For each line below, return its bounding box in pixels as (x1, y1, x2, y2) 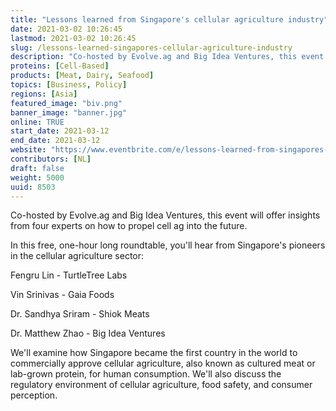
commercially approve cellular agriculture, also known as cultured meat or (10, 357, 316, 370)
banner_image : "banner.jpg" (10, 107, 128, 118)
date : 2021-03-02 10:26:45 (10, 24, 123, 34)
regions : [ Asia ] (10, 89, 78, 99)
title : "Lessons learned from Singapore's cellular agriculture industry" (10, 14, 329, 25)
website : (10, 145, 47, 155)
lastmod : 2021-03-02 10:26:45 (10, 33, 137, 43)
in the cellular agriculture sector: (10, 250, 145, 262)
